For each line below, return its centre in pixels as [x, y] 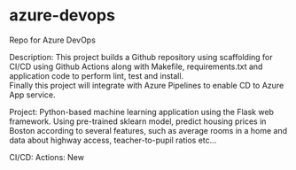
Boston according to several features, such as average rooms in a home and [148, 130]
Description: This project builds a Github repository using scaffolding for [141, 57]
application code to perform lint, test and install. [97, 75]
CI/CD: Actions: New [47, 157]
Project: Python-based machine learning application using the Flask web [142, 112]
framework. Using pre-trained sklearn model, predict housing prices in [138, 121]
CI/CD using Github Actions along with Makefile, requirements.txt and [136, 66]
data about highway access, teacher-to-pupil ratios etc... [113, 140]
